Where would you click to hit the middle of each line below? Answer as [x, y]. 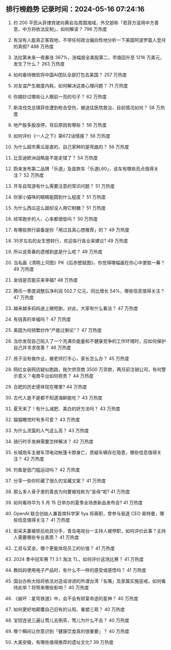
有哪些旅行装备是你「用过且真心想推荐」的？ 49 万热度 [71, 230]
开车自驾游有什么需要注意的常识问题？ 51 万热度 [64, 186]
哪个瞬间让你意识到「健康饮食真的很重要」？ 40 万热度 [71, 631]
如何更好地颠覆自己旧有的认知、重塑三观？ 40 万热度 [69, 609]
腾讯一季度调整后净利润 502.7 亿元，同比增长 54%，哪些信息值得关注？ [89, 291]
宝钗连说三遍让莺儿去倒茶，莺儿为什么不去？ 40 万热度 [71, 620]
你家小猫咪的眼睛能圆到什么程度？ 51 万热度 [59, 197]
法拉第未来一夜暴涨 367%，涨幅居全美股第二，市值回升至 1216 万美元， [89, 57]
